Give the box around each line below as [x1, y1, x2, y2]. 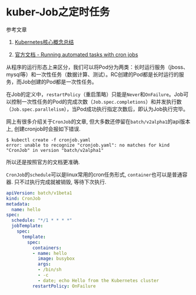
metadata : [6, 201, 31, 207]
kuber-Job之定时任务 [6, 5, 110, 19]
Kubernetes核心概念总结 [14, 38, 74, 45]
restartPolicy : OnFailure [32, 283, 96, 289]
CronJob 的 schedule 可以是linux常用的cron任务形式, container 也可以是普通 [6, 171, 182, 178]
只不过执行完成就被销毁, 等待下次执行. [14, 178, 107, 185]
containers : [32, 245, 62, 251]
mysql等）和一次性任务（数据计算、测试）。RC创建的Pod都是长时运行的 [6, 71, 180, 78]
